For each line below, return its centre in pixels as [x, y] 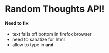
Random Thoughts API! [55, 9]
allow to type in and [33, 45]
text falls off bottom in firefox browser [52, 34]
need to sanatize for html [38, 40]
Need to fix [17, 23]
